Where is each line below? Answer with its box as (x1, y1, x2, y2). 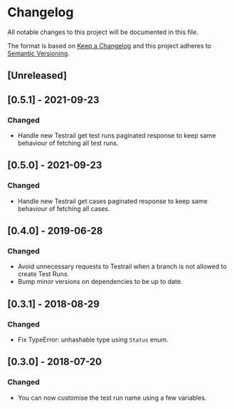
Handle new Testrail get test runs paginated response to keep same (17, 131, 216, 140)
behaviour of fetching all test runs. (17, 139, 119, 148)
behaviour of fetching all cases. (17, 204, 110, 213)
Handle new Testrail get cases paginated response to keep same (17, 197, 208, 205)
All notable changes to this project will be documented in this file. (7, 28, 199, 36)
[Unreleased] (7, 70, 68, 82)
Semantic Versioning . (7, 49, 70, 58)
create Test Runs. (17, 270, 70, 278)
